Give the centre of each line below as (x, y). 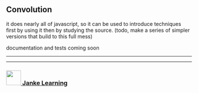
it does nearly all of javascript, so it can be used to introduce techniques (94, 24)
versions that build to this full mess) (49, 36)
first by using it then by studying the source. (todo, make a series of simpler (98, 30)
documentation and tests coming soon (53, 48)
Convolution (29, 10)
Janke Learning (45, 83)
